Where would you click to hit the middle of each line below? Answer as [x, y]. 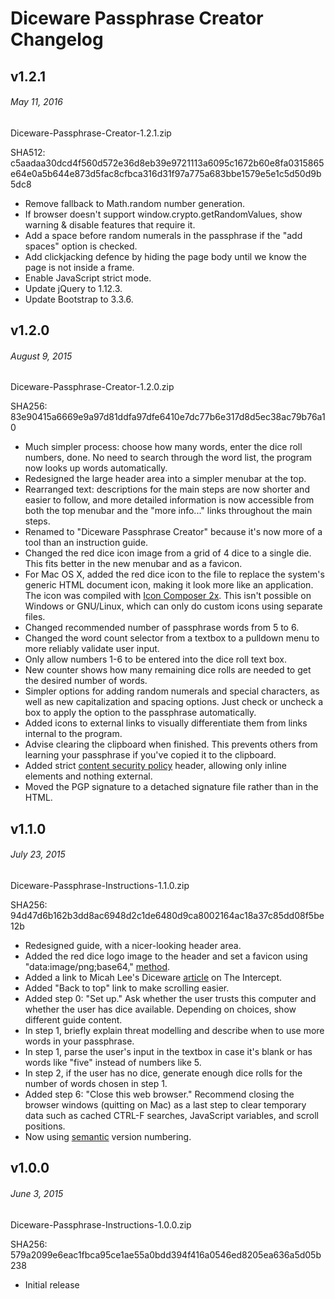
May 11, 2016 [36, 102]
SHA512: [28, 152]
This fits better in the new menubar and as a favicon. [133, 564]
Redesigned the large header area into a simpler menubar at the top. [165, 479]
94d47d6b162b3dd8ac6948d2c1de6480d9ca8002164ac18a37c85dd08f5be [167, 915]
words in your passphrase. [79, 1041]
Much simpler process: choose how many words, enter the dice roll [163, 447]
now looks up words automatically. [96, 468]
